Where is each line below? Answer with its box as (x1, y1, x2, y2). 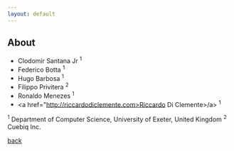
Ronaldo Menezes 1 (17, 90, 75, 100)
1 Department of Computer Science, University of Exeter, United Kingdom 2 (7, 114, 228, 124)
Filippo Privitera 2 (17, 82, 69, 91)
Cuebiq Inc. (7, 123, 41, 131)
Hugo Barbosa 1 (17, 72, 64, 82)
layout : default (7, 10, 55, 18)
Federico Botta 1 (17, 65, 65, 74)
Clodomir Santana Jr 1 (17, 55, 83, 65)
